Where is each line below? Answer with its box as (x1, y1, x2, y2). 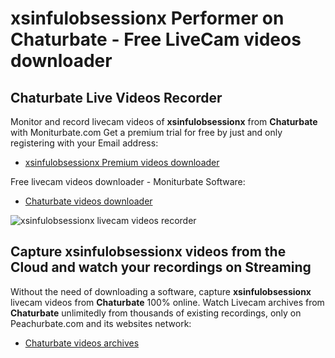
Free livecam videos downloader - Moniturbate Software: (10, 176, 246, 187)
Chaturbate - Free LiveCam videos (10, 28, 302, 51)
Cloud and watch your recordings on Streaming (10, 259, 312, 276)
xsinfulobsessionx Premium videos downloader (24, 157, 220, 168)
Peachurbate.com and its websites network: (10, 317, 192, 329)
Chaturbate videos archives (24, 337, 140, 349)
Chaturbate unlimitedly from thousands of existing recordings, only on (10, 307, 302, 319)
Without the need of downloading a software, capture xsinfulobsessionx (10, 285, 312, 297)
